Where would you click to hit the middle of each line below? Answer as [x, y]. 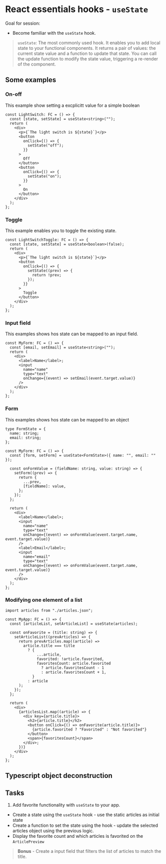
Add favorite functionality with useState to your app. [66, 805]
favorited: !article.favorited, [70, 659]
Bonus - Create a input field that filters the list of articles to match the [89, 851]
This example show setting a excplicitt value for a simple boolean [72, 105]
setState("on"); [44, 176]
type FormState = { [26, 429]
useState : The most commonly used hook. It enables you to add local [89, 43]
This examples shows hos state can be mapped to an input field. [72, 334]
